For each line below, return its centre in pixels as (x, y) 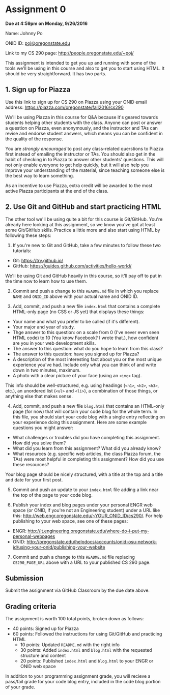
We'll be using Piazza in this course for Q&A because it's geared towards (82, 117)
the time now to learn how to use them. (46, 281)
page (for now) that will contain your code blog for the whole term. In (85, 411)
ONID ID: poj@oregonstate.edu (38, 43)
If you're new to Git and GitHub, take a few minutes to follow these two (87, 245)
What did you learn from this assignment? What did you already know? (87, 448)
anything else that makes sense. (39, 396)
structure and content (43, 656)
